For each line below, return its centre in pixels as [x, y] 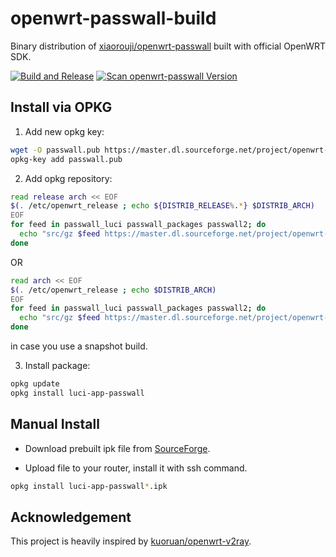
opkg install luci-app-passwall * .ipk [89, 486]
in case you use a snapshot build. [79, 346]
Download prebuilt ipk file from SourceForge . [117, 448]
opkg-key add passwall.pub [66, 159]
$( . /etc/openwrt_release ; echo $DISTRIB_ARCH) [113, 290]
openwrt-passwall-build [113, 18]
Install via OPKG [61, 107]
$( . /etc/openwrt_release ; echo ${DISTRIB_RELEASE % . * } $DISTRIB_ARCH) [162, 206]
